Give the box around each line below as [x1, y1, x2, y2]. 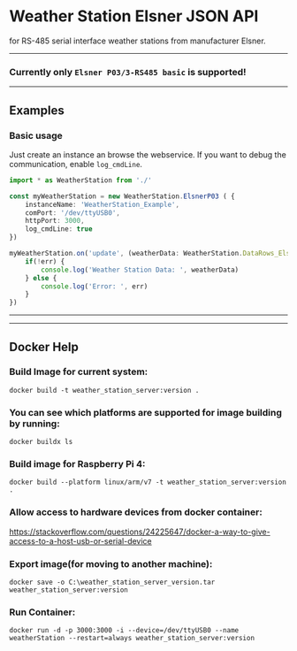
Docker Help [9, 339, 80, 355]
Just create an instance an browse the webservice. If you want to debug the [9, 149, 287, 160]
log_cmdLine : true [25, 225, 93, 234]
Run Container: [9, 606, 76, 618]
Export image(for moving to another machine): [9, 557, 213, 570]
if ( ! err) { [25, 257, 65, 266]
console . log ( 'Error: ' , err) [41, 281, 148, 291]
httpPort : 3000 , [25, 217, 86, 226]
